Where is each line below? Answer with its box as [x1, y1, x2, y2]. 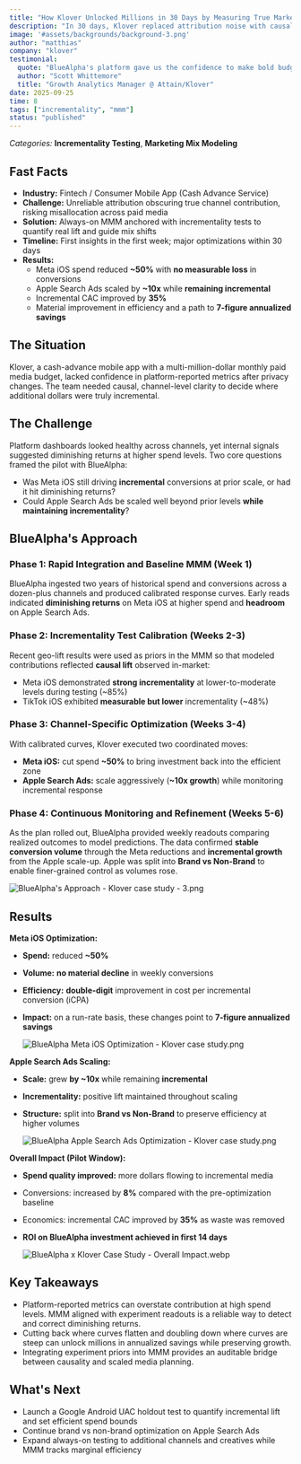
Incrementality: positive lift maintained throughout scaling [21, 1091, 238, 1101]
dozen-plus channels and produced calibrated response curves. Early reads [9, 588, 290, 599]
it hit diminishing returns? [21, 486, 116, 496]
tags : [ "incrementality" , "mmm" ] [9, 105, 134, 114]
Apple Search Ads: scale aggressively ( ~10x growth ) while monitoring [21, 775, 284, 785]
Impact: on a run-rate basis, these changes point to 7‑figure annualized [21, 1012, 290, 1022]
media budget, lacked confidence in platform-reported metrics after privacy [9, 371, 289, 381]
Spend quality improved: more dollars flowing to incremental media [21, 1170, 274, 1180]
